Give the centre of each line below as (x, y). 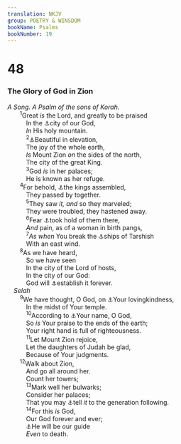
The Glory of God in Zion (50, 91)
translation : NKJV (34, 14)
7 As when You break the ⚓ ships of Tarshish (90, 236)
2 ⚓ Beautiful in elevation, (62, 139)
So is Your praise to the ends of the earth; (87, 323)
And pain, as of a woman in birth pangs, (84, 227)
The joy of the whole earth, (65, 148)
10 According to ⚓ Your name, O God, (79, 315)
